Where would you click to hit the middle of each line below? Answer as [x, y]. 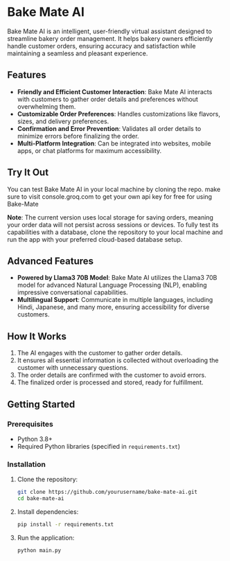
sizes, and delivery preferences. [63, 121]
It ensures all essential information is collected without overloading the [118, 360]
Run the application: [46, 537]
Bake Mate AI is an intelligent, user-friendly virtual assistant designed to [110, 31]
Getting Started [41, 404]
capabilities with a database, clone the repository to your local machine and [115, 232]
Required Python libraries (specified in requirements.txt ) [99, 446]
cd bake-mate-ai [41, 499]
